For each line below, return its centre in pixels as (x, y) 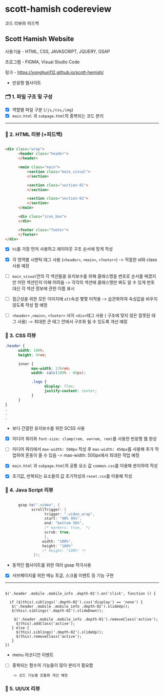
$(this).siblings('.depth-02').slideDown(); (58, 611)
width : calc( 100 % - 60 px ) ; (59, 373)
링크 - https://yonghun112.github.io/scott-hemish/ (54, 72)
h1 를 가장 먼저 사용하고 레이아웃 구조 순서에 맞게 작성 (62, 249)
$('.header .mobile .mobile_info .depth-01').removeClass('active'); (86, 620)
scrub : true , (57, 532)
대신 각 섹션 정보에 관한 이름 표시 (43, 288)
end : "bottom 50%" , (64, 523)
